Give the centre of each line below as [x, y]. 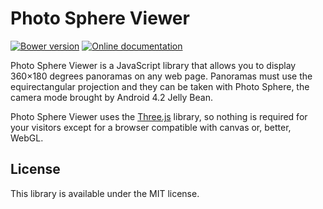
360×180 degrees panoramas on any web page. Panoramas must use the [161, 76]
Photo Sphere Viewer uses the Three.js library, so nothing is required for [159, 116]
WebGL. [27, 138]
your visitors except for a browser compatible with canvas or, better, [151, 127]
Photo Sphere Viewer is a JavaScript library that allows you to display [153, 65]
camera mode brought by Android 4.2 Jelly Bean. [111, 97]
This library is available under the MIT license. [105, 193]
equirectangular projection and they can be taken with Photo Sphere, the [160, 86]
